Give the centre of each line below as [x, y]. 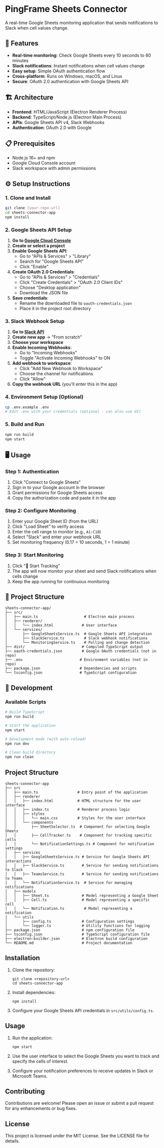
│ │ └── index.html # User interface [61, 625]
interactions [18, 861]
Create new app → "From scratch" [47, 337]
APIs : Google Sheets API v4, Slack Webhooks [58, 122]
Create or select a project [38, 246]
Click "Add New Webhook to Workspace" [61, 369]
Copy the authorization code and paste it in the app [64, 498]
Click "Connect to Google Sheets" [46, 482]
